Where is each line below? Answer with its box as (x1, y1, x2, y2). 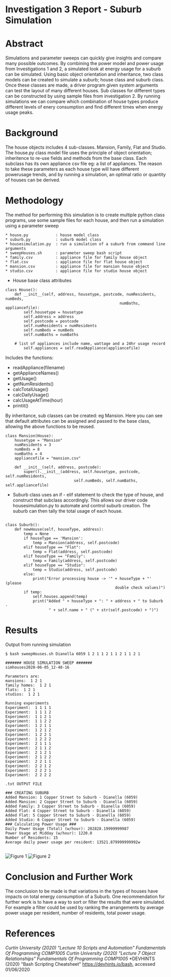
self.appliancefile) (5, 483, 50, 488)
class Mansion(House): (5, 433, 54, 439)
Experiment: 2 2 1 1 (5, 759, 52, 764)
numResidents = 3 (14, 442, 52, 447)
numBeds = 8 (14, 447, 40, 452)
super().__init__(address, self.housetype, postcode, (23, 469, 140, 474)
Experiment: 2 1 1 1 (5, 741, 52, 746)
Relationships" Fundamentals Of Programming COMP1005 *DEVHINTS (5, 955, 155, 962)
